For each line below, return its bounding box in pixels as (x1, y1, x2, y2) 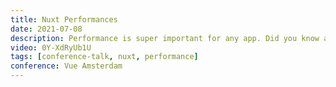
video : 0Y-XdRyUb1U (10, 42, 92, 53)
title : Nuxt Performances (10, 14, 118, 25)
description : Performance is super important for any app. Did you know (10, 33, 320, 43)
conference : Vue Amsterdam (10, 61, 123, 71)
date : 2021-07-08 (10, 24, 83, 34)
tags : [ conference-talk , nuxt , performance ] (10, 52, 199, 62)
